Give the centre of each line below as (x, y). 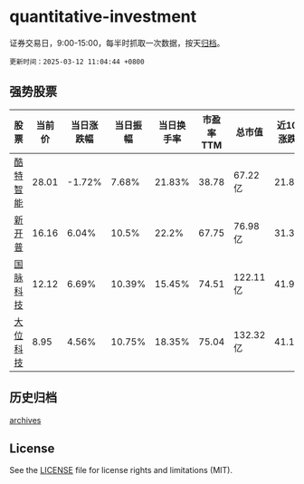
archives (25, 420)
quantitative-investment (103, 17)
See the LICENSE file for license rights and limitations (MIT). (121, 470)
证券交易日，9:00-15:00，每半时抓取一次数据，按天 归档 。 (117, 43)
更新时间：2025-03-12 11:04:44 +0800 (77, 62)
